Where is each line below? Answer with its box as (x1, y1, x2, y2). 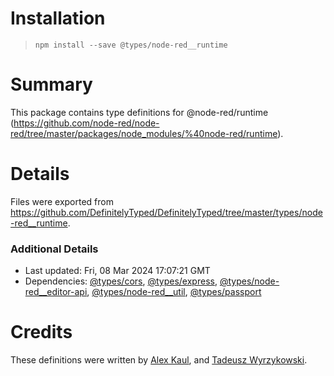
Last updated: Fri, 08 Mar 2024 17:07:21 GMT (24, 265, 211, 277)
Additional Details (10, 242, 99, 256)
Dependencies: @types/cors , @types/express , (24, 275, 218, 287)
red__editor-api (24, 286, 88, 298)
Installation (10, 7, 106, 30)
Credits (10, 321, 73, 344)
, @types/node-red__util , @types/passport (86, 286, 262, 298)
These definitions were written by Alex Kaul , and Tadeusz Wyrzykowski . (10, 354, 308, 366)
